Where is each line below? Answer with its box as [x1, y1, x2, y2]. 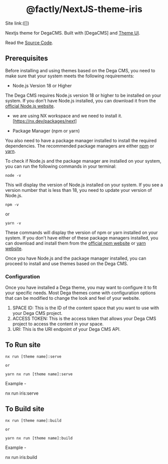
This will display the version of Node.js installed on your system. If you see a [5, 182, 163, 188]
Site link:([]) [5, 20, 30, 26]
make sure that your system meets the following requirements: [5, 73, 134, 79]
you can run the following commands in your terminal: [5, 163, 117, 169]
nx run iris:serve [5, 390, 39, 396]
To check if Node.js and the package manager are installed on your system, [5, 158, 161, 164]
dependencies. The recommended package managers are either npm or [5, 143, 154, 149]
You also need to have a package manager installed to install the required [5, 137, 157, 144]
